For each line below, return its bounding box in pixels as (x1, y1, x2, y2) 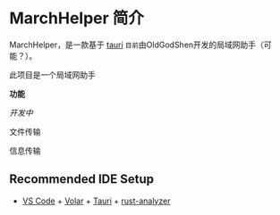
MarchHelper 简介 (9, 8, 145, 29)
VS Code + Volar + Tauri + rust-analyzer (21, 195, 171, 206)
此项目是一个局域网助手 (9, 69, 96, 80)
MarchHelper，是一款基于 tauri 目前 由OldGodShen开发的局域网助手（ (9, 39, 264, 50)
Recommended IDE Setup (9, 171, 155, 187)
